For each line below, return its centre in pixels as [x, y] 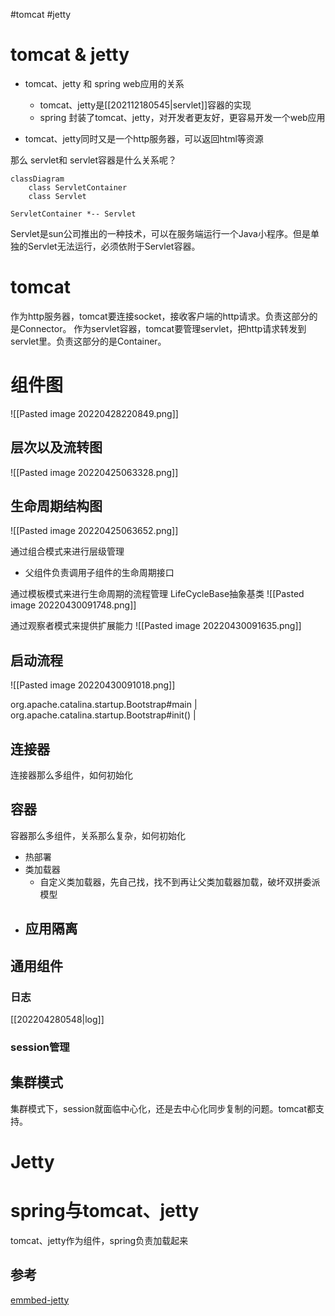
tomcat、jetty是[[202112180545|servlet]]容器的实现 [145, 105]
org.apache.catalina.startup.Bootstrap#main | [104, 705]
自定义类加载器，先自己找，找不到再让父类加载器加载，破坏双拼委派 [180, 881]
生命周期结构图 [56, 506]
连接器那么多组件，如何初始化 [71, 775]
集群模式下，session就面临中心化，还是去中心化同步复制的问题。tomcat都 [163, 1108]
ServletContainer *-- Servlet [73, 214]
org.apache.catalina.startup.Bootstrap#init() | [103, 715]
